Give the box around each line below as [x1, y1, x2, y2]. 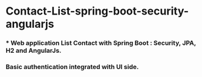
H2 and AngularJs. [5, 47, 62, 55]
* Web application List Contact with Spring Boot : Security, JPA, [5, 39, 196, 47]
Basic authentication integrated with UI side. [5, 62, 139, 71]
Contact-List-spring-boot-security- [5, 4, 189, 18]
